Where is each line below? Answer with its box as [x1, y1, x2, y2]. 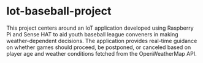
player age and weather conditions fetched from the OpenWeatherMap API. [6, 50, 197, 57]
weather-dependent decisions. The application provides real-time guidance [6, 37, 197, 44]
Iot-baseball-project [6, 4, 112, 18]
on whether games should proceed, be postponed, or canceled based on [6, 44, 191, 51]
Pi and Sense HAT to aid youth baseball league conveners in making [6, 30, 179, 38]
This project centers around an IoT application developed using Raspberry [6, 24, 194, 31]
